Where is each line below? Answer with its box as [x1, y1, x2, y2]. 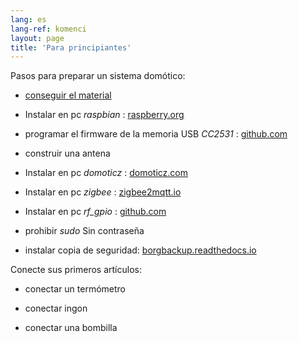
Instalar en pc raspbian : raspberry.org [24, 109, 185, 121]
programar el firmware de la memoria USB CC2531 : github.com [24, 128, 288, 140]
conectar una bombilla [24, 322, 118, 334]
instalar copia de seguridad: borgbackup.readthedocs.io [24, 244, 257, 256]
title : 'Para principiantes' [10, 42, 132, 53]
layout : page [10, 33, 65, 43]
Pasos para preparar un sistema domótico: [10, 70, 186, 82]
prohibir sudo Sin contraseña [24, 225, 145, 237]
